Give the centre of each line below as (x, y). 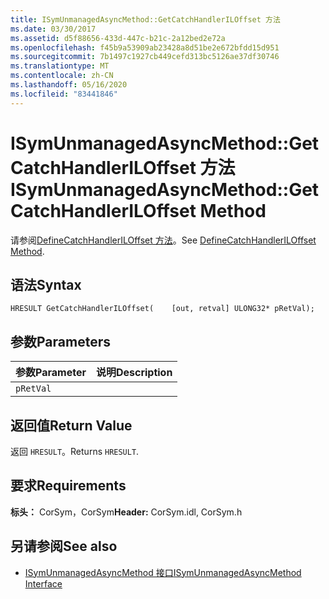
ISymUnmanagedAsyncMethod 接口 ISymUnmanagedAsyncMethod (163, 572)
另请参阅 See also (64, 546)
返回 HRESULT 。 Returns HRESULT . (75, 451)
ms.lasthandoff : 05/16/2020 (69, 85)
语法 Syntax (46, 284)
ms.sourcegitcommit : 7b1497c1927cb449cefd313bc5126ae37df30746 (145, 57)
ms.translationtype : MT (60, 66)
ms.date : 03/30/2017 (53, 29)
